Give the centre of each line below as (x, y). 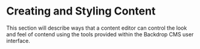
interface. (18, 41)
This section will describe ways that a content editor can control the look (97, 28)
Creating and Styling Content (81, 11)
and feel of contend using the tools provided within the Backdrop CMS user (100, 34)
